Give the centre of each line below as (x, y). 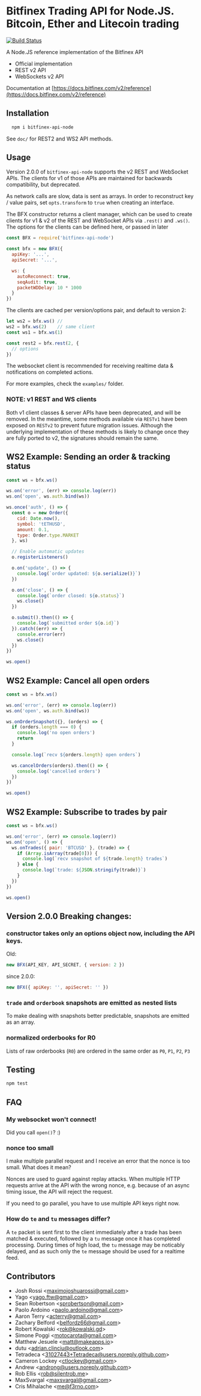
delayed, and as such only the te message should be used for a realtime (95, 1251)
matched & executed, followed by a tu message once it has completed (93, 1238)
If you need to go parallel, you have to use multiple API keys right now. (93, 1203)
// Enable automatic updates (48, 552)
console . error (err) (41, 634)
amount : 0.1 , (33, 529)
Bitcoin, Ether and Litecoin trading (93, 24)
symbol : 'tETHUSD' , (41, 524)
